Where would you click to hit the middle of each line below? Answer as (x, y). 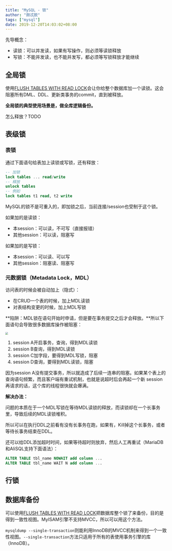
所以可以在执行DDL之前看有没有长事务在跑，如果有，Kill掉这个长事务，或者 (85, 425)
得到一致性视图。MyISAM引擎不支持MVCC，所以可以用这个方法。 (75, 520)
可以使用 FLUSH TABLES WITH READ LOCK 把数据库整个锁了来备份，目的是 (84, 513)
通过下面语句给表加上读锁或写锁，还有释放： (53, 162)
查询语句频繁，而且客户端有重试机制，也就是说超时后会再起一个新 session (84, 379)
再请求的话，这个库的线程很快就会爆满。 (48, 386)
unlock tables (21, 186)
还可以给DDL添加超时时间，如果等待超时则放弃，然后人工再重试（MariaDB (84, 442)
